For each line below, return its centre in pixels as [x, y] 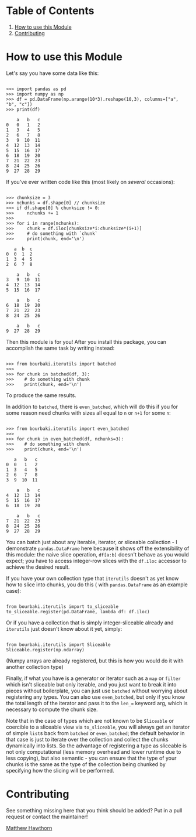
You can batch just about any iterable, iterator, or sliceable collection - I [92, 542]
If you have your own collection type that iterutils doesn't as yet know [92, 578]
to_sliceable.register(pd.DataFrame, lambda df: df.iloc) [78, 611]
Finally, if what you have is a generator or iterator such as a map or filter [93, 678]
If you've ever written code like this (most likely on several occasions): [90, 182]
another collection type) [35, 667]
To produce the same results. [41, 395]
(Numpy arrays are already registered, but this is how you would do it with [95, 661]
